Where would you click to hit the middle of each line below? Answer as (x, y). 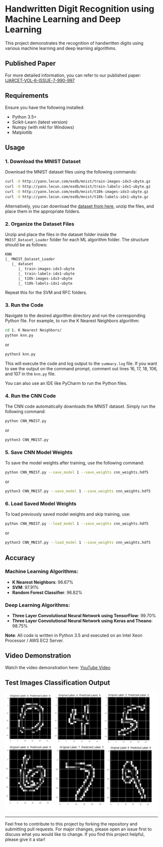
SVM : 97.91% (25, 587)
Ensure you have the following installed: (45, 107)
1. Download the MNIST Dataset (43, 161)
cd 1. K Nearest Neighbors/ (33, 330)
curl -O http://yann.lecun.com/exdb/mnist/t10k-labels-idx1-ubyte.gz (77, 197)
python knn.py (19, 336)
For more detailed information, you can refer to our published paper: (73, 75)
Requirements (27, 96)
